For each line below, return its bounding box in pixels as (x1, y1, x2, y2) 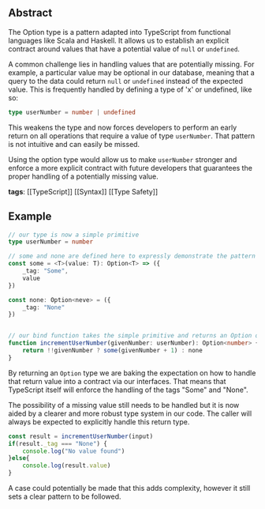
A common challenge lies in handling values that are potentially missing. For (8, 59, 255, 69)
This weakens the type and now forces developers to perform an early (8, 123, 237, 132)
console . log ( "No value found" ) (22, 447, 125, 455)
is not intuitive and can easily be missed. (8, 139, 140, 149)
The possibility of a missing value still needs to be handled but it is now (8, 400, 240, 409)
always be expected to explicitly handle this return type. (8, 417, 190, 426)
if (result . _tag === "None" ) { (8, 439, 108, 447)
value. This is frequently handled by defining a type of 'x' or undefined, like (8, 85, 252, 94)
